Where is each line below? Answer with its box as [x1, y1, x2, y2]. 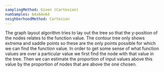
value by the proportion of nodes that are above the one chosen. [5, 61, 137, 67]
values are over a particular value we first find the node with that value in [5, 51, 154, 57]
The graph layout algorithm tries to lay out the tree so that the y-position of [5, 30, 158, 36]
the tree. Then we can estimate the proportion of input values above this [5, 56, 153, 62]
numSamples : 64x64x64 [5, 12, 50, 17]
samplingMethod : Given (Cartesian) [5, 7, 79, 12]
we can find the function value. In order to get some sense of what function [5, 45, 160, 52]
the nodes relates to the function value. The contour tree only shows [5, 35, 145, 41]
